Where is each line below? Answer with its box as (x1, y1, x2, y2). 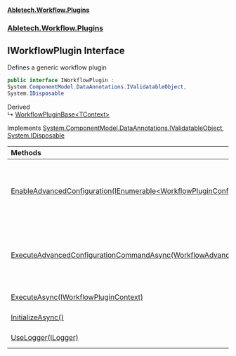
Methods (11, 147, 42, 157)
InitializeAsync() (11, 312, 65, 322)
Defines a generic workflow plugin (7, 63, 107, 72)
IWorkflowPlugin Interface (7, 44, 125, 56)
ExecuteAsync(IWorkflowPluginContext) (11, 292, 144, 302)
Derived (7, 103, 30, 111)
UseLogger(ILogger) (11, 332, 79, 342)
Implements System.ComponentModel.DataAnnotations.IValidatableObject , (7, 124, 225, 132)
